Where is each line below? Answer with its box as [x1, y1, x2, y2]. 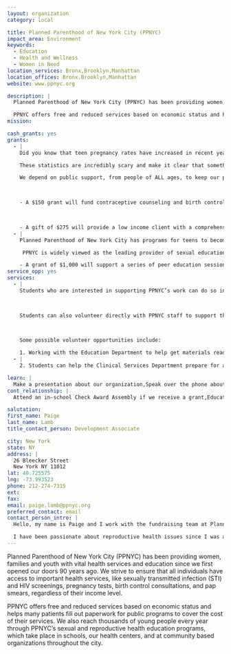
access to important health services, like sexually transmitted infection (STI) [7, 574, 222, 582]
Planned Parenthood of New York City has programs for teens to [19, 237, 208, 244]
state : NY [7, 444, 36, 451]
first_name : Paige [7, 412, 60, 420]
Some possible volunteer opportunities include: [19, 337, 162, 344]
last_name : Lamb [7, 419, 54, 426]
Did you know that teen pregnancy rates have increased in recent [19, 149, 214, 156]
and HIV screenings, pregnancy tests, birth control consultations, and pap [7, 581, 217, 589]
